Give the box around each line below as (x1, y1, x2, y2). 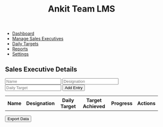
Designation (26, 100, 55, 107)
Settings (12, 51, 29, 57)
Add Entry (65, 85, 83, 90)
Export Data (7, 116, 29, 121)
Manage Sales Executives (12, 36, 64, 42)
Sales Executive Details (5, 65, 78, 73)
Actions (137, 100, 156, 107)
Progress (111, 100, 133, 107)
